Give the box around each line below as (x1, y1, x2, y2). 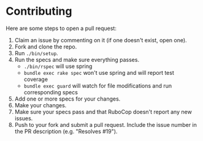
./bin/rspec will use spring (23, 63, 93, 70)
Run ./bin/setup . (14, 49, 59, 56)
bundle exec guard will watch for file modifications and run (23, 82, 172, 90)
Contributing (6, 4, 72, 18)
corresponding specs (23, 88, 78, 96)
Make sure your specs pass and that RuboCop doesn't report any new (14, 108, 193, 115)
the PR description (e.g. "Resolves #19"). (14, 128, 118, 135)
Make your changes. (14, 101, 67, 109)
